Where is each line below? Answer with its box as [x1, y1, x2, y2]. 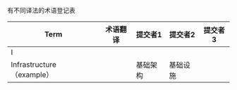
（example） [11, 70, 54, 79]
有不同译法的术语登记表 [7, 6, 75, 14]
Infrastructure [11, 60, 56, 69]
